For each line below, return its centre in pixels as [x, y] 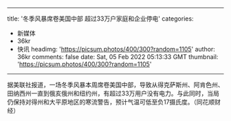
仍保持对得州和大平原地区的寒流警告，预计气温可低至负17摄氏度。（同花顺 [111, 102]
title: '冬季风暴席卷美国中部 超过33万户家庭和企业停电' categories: [100, 19]
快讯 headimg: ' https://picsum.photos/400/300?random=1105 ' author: [116, 49]
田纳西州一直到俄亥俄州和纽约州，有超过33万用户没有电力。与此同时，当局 [113, 93]
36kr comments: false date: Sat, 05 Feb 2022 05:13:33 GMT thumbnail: [118, 57]
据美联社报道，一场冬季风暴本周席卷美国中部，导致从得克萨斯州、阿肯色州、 [115, 85]
